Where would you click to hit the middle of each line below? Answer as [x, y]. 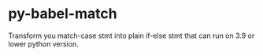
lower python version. [43, 43]
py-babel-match [63, 14]
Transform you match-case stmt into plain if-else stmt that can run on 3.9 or [131, 35]
